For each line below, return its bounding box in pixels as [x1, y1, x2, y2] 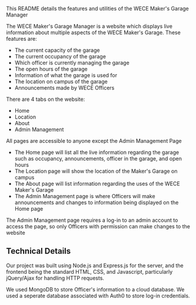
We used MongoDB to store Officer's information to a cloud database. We [6, 286, 185, 293]
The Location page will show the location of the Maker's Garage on [14, 168, 178, 175]
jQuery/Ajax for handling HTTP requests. [6, 274, 105, 281]
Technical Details [6, 246, 71, 256]
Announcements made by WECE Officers [14, 84, 115, 91]
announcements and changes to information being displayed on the [14, 199, 179, 206]
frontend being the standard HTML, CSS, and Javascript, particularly [6, 268, 173, 275]
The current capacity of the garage [14, 47, 100, 54]
